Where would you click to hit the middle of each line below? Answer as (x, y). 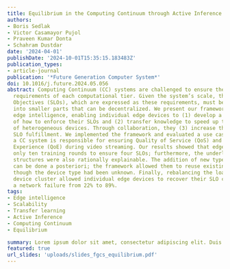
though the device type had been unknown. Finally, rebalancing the (113, 172)
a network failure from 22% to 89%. (65, 185)
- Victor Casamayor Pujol (44, 33)
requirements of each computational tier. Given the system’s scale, (114, 97)
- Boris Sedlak (29, 26)
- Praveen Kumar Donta (39, 39)
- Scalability (27, 205)
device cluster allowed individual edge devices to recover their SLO (116, 179)
